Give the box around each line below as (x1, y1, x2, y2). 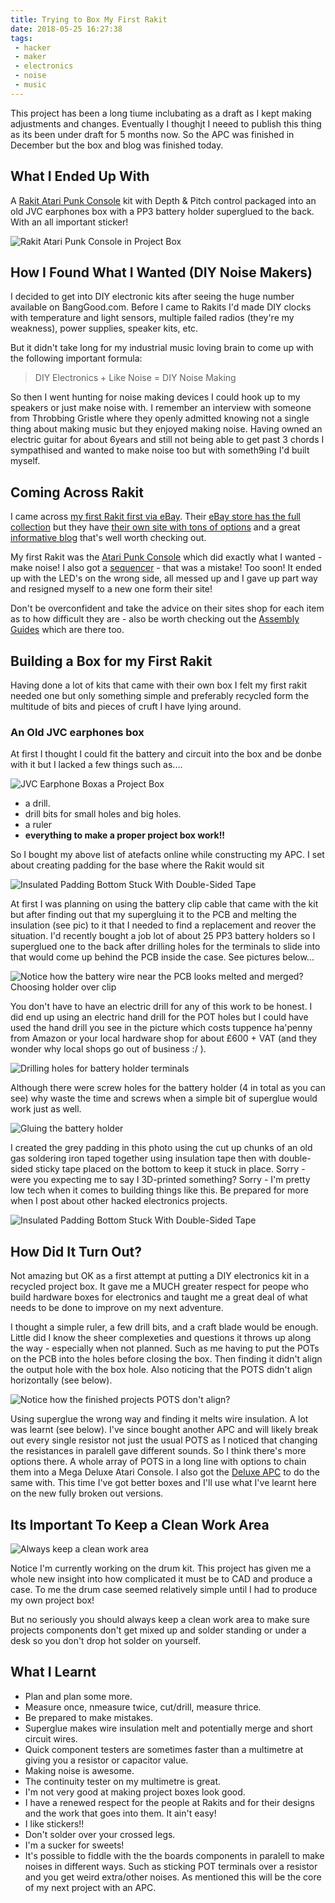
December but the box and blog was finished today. (10, 139, 224, 151)
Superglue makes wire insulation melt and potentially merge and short (24, 1722, 313, 1734)
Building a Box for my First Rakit (10, 652, 213, 670)
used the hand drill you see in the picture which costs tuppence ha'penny (10, 1022, 313, 1034)
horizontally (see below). (10, 1374, 113, 1386)
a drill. (24, 797, 51, 810)
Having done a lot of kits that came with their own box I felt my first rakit (10, 679, 307, 691)
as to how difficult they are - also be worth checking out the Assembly (10, 613, 300, 625)
